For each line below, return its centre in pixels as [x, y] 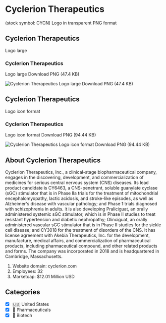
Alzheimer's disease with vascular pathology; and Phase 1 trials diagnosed [81, 203]
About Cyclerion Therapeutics [53, 160]
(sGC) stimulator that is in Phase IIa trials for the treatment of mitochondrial [82, 193]
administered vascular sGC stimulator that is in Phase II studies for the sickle [83, 225]
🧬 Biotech [22, 315]
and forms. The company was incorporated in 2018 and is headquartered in [82, 251]
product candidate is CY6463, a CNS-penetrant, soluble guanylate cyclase [81, 188]
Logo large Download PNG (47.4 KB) [42, 74]
